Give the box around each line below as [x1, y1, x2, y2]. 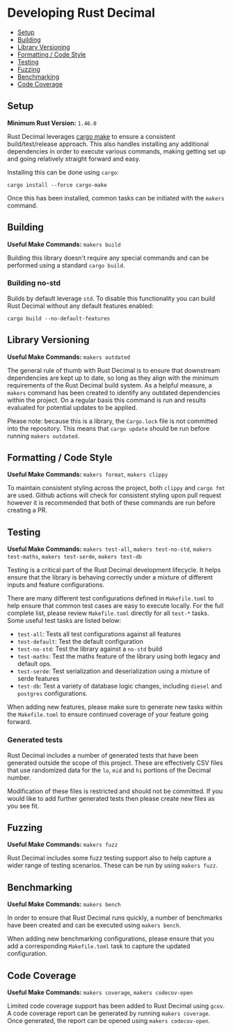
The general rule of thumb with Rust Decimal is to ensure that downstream [7, 366, 220, 374]
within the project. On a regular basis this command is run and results [7, 396, 207, 404]
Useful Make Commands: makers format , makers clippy [7, 470, 168, 479]
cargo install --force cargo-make [7, 182, 108, 189]
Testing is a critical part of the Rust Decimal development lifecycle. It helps [7, 566, 221, 574]
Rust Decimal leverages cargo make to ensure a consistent [7, 132, 176, 140]
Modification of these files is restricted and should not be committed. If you [7, 787, 223, 795]
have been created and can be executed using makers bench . [7, 921, 182, 929]
